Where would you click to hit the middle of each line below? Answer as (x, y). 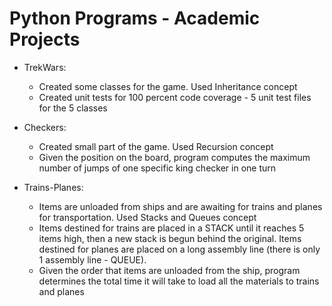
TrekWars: (45, 67)
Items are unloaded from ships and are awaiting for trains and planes (180, 206)
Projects (45, 39)
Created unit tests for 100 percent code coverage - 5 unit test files (175, 97)
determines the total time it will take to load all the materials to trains (179, 281)
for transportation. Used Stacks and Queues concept (147, 217)
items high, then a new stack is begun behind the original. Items (170, 238)
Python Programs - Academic (135, 18)
